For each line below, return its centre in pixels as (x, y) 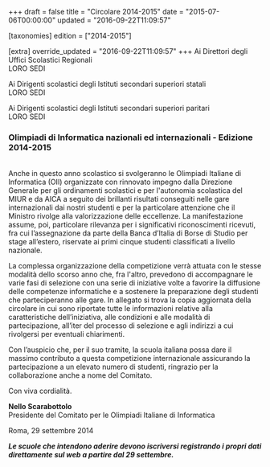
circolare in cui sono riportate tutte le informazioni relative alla (110, 309)
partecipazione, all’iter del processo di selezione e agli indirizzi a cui (121, 326)
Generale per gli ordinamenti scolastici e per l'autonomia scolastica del (125, 190)
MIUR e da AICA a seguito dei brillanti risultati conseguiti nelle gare (119, 199)
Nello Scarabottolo (40, 407)
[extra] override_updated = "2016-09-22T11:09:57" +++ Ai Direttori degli (128, 51)
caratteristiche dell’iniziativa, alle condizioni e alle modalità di (109, 317)
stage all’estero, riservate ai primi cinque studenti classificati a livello (122, 242)
